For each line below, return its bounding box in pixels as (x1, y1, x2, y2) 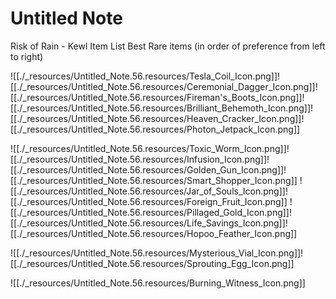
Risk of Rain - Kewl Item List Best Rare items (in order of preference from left (10, 40, 326, 52)
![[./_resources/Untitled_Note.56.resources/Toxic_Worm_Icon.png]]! (10, 142, 290, 154)
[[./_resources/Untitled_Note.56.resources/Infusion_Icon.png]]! (10, 153, 270, 165)
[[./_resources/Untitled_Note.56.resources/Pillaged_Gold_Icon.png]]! (10, 206, 293, 218)
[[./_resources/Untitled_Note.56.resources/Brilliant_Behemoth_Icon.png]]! (10, 102, 314, 114)
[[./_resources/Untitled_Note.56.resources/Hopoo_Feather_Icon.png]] (10, 227, 298, 239)
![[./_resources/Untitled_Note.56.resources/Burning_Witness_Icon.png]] (10, 277, 306, 289)
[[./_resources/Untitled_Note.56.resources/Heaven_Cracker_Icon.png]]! (10, 112, 305, 124)
